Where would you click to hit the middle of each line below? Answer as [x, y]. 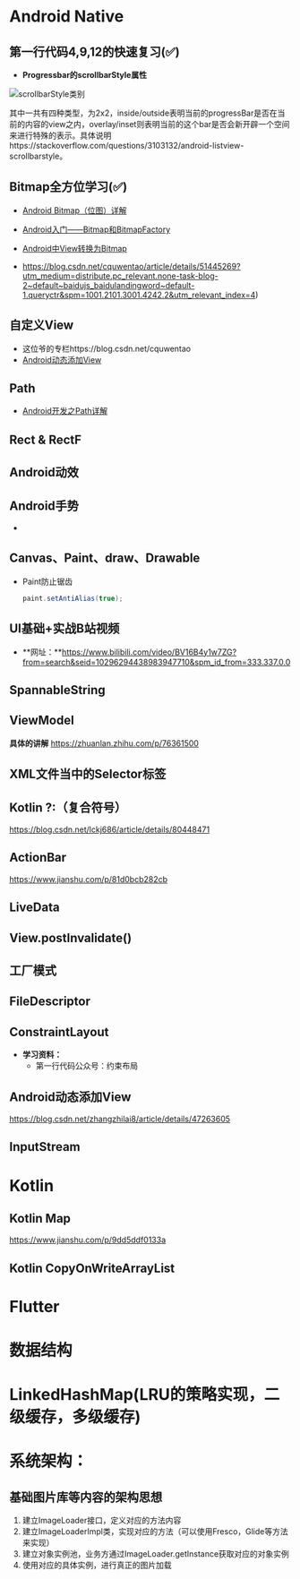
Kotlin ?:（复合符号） [68, 807]
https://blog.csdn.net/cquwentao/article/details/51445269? [131, 266]
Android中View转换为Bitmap [74, 248]
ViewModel [42, 721]
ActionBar [38, 858]
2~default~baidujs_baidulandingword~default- [108, 285]
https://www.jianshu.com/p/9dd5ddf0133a [88, 1240]
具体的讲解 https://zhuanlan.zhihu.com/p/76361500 [104, 743]
